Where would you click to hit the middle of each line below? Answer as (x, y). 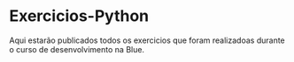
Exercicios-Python (79, 16)
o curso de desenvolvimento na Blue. (77, 49)
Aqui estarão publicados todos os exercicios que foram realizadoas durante (147, 40)
